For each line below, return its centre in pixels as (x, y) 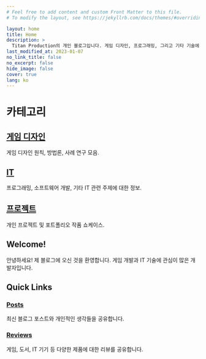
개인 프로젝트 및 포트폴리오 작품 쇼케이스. (55, 225)
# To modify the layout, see (44, 18)
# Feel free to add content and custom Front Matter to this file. (94, 12)
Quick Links (29, 288)
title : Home (21, 34)
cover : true (21, 74)
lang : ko (17, 80)
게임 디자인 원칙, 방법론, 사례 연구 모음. (53, 153)
